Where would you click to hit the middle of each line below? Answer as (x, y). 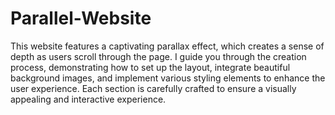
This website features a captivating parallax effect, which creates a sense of (167, 46)
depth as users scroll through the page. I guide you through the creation (158, 56)
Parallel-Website (81, 18)
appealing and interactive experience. (88, 99)
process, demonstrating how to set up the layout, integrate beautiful (150, 67)
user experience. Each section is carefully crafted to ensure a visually (153, 88)
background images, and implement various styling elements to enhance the (168, 78)
